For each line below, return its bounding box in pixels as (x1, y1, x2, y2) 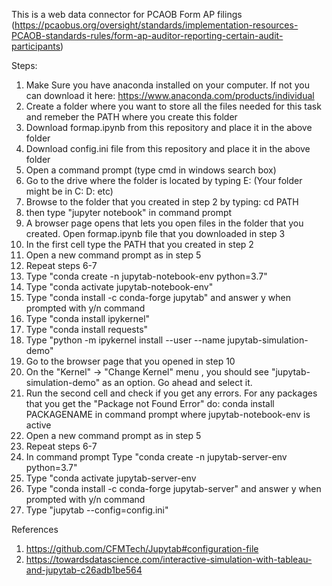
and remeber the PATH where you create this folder (25, 111, 238, 123)
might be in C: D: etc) (25, 185, 114, 197)
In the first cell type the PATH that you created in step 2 (25, 239, 254, 250)
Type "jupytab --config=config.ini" (25, 504, 169, 516)
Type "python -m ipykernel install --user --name (25, 334, 226, 346)
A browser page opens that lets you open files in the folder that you (25, 217, 304, 229)
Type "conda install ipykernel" (25, 313, 151, 324)
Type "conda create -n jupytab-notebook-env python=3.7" (25, 270, 268, 282)
